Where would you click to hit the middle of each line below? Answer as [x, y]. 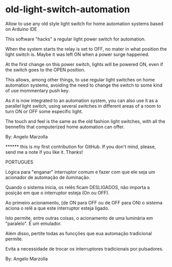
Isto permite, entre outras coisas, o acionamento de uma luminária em [79, 218]
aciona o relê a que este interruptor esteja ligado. [57, 208]
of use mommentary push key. [37, 90]
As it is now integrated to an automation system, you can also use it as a [82, 100]
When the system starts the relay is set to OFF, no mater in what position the [86, 49]
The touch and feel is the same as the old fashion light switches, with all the [85, 121]
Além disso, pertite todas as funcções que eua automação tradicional [79, 233]
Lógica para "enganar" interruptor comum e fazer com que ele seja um [80, 172]
